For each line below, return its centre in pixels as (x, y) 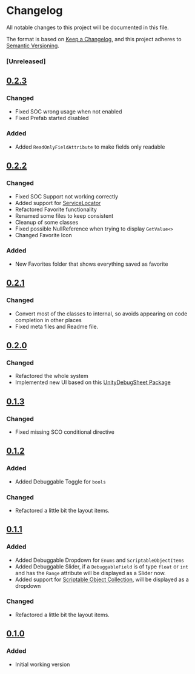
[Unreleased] (26, 61)
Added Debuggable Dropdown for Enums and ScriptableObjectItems (100, 560)
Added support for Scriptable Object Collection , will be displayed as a (102, 579)
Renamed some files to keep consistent (64, 215)
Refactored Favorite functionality (56, 209)
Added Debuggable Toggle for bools (60, 481)
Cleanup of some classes (47, 222)
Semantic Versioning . (33, 45)
